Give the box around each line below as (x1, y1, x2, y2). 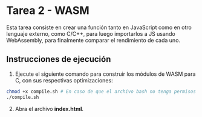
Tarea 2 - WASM (6, 4, 90, 18)
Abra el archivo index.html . (15, 105, 83, 112)
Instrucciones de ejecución (6, 54, 111, 64)
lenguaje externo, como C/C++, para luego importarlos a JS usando (6, 30, 175, 37)
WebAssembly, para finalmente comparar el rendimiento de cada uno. (6, 36, 180, 44)
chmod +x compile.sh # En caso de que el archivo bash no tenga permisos (6, 89, 197, 95)
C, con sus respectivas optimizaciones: (15, 76, 113, 84)
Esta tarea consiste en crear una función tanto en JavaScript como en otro (6, 24, 192, 31)
